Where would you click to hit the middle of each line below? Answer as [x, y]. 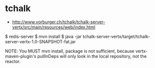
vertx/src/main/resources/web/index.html [54, 27]
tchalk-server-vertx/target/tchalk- [116, 36]
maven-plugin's [21, 56]
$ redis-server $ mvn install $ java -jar [43, 36]
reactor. [13, 61]
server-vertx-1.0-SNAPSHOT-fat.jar [41, 41]
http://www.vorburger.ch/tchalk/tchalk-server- [59, 22]
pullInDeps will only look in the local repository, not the [92, 56]
